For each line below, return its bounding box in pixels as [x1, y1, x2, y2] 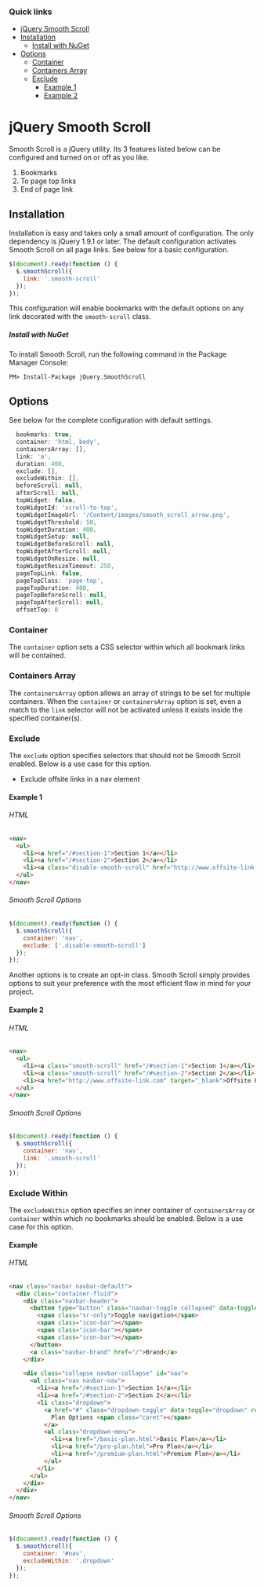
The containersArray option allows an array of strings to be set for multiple [9, 688, 251, 698]
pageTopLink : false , [16, 569, 83, 577]
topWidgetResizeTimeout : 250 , [16, 562, 114, 570]
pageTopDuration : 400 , [16, 584, 90, 592]
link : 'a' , [16, 453, 52, 460]
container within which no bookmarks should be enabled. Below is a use [9, 1214, 244, 1223]
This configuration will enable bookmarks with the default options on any [9, 303, 244, 313]
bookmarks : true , [16, 431, 73, 438]
